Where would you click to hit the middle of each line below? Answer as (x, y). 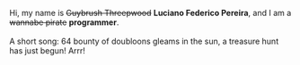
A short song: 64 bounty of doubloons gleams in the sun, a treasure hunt (144, 41)
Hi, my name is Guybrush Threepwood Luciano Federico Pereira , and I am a (150, 13)
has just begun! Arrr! (47, 51)
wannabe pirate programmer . (64, 22)
